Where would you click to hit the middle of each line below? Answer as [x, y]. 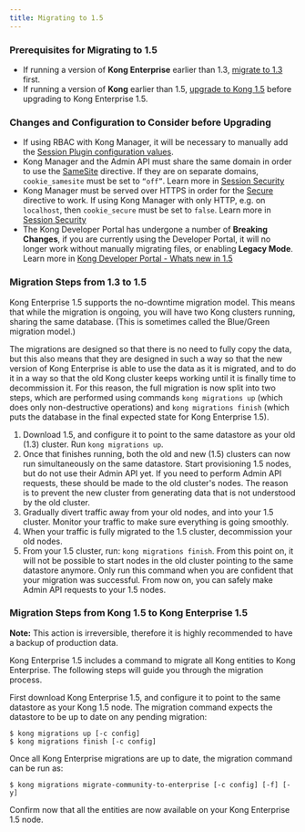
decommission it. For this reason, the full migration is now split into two [142, 388]
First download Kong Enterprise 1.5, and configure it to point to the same [145, 697]
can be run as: [36, 768]
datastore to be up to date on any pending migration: [108, 716]
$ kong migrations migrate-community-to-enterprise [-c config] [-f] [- [150, 785]
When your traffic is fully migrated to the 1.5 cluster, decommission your [158, 531]
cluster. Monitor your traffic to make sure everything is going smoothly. [156, 522]
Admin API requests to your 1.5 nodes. [94, 589]
